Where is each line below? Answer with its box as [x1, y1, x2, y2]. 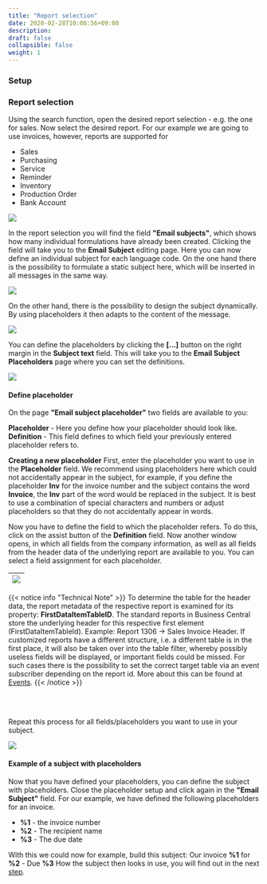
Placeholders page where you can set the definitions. [8, 357, 186, 367]
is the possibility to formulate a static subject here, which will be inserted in [8, 262, 255, 272]
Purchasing [19, 156, 57, 165]
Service [19, 164, 45, 174]
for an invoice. [8, 802, 56, 811]
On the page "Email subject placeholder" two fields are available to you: [8, 408, 249, 417]
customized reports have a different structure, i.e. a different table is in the [8, 635, 253, 645]
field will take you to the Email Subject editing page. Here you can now [8, 245, 241, 255]
